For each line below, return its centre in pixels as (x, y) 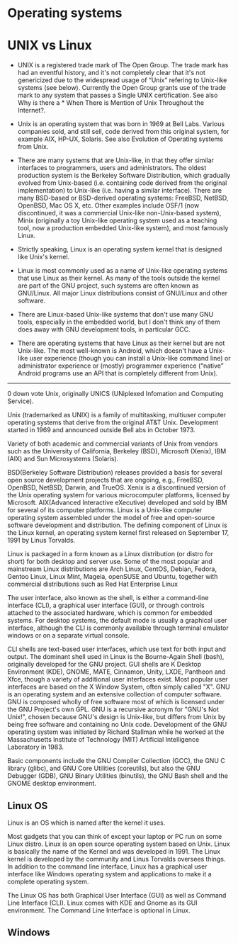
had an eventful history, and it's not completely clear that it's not (111, 73)
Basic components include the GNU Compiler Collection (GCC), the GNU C (116, 761)
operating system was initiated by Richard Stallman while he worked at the (116, 732)
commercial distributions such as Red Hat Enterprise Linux (93, 584)
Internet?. (32, 111)
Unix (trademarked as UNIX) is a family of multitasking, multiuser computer (117, 415)
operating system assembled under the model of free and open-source (111, 518)
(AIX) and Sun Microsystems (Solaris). (63, 459)
